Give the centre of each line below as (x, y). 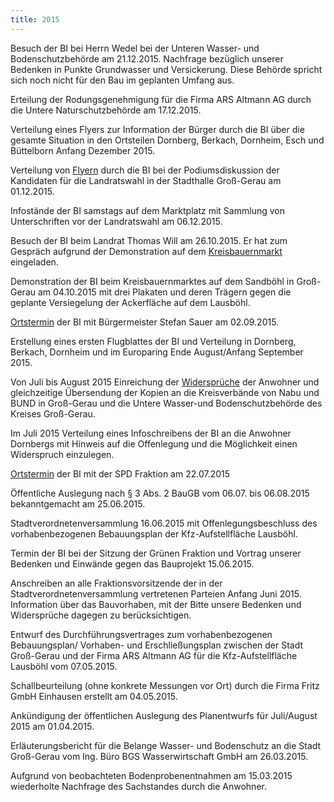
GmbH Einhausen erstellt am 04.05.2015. (94, 696)
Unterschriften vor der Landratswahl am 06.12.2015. (116, 221)
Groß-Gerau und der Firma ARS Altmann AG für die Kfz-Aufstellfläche (154, 655)
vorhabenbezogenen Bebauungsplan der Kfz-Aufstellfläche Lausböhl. (154, 533)
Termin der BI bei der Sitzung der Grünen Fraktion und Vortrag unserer (156, 553)
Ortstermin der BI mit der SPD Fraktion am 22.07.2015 (120, 473)
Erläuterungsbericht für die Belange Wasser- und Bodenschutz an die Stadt (166, 745)
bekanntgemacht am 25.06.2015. (78, 503)
